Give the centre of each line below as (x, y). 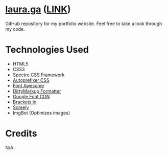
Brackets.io (25, 102)
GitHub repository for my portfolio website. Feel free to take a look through (84, 24)
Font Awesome (28, 85)
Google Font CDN (31, 96)
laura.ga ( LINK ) (38, 9)
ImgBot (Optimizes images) (41, 113)
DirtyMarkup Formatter (37, 91)
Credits (21, 134)
